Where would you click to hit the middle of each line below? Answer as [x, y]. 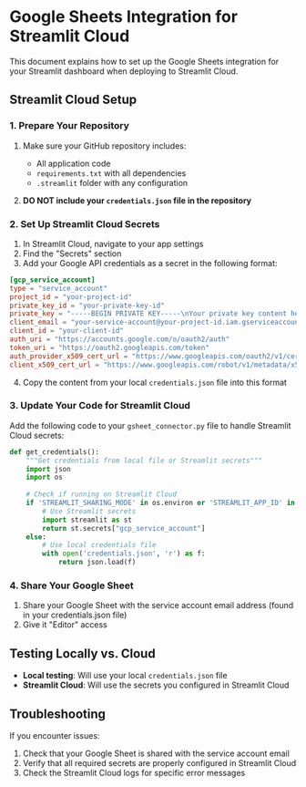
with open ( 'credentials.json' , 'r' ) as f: [124, 554]
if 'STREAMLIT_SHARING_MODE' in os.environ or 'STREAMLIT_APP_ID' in [161, 503]
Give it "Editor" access [65, 625]
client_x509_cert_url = [55, 365]
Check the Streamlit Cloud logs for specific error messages [134, 773]
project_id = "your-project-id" [71, 297]
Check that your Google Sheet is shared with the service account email [156, 753]
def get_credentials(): [55, 452]
